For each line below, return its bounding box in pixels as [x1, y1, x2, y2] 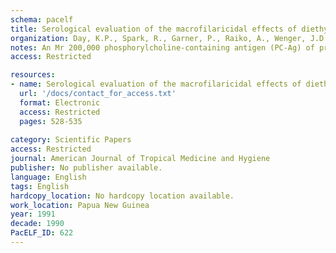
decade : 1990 [10, 219, 65, 229]
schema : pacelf [10, 14, 74, 25]
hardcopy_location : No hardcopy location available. [10, 191, 235, 201]
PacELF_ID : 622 [10, 228, 74, 238]
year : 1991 [10, 209, 56, 220]
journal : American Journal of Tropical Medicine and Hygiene [10, 154, 271, 164]
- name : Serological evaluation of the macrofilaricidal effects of [10, 79, 302, 90]
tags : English [10, 181, 70, 191]
